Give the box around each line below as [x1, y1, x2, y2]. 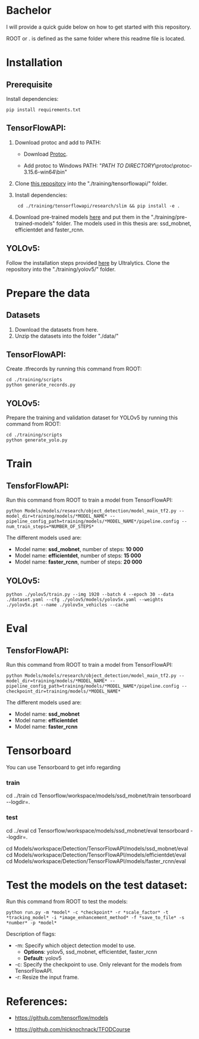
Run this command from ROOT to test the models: [6, 898, 128, 905]
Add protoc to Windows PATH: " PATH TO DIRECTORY [23, 162, 155, 169]
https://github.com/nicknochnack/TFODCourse [14, 1026, 131, 1033]
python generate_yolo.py [6, 437, 68, 443]
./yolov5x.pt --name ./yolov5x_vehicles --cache [6, 602, 129, 608]
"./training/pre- [150, 213, 188, 221]
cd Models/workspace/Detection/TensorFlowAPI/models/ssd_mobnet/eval [6, 845, 188, 852]
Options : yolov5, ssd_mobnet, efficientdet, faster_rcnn [23, 948, 157, 955]
